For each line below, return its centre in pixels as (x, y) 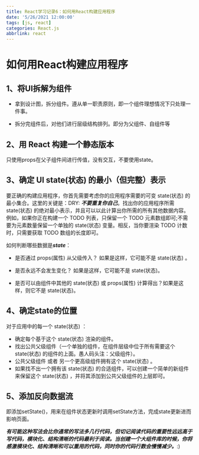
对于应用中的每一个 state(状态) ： (47, 326)
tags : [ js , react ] (29, 23)
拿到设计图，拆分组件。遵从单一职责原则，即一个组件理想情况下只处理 (100, 104)
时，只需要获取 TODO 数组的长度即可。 (54, 232)
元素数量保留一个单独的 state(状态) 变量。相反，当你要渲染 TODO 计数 (102, 225)
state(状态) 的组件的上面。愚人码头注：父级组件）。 (76, 354)
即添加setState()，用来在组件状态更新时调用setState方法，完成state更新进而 (99, 412)
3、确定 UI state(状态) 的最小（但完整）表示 (86, 180)
